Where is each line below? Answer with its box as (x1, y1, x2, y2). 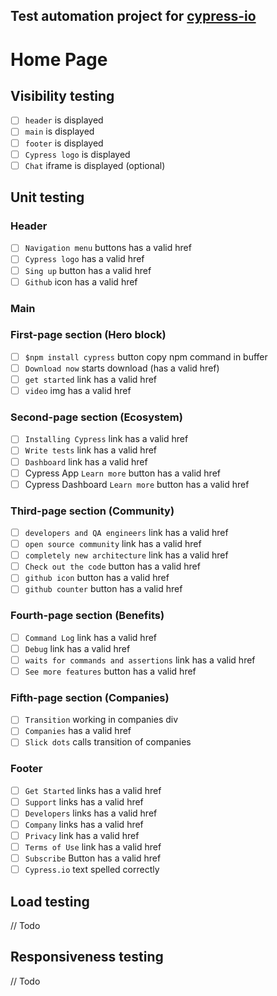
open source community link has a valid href (24, 538, 202, 550)
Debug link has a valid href (24, 642, 131, 654)
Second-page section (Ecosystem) (10, 410, 183, 424)
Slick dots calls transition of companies (24, 736, 192, 748)
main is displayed (24, 125, 95, 138)
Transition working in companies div (24, 714, 179, 726)
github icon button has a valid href (24, 572, 170, 584)
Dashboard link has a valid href (24, 455, 148, 468)
